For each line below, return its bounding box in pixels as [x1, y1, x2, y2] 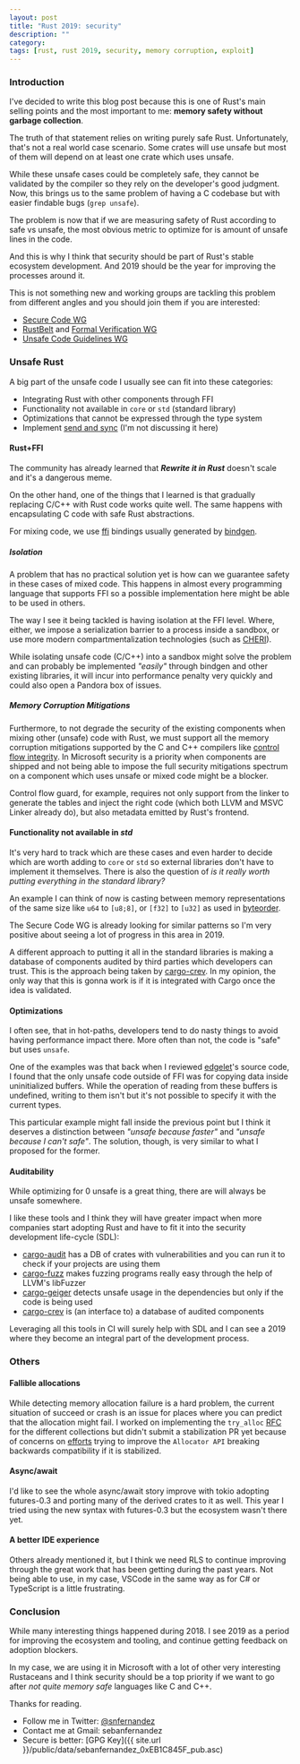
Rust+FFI [9, 442, 44, 453]
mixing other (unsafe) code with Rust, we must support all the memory [9, 732, 270, 743]
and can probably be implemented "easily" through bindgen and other [9, 660, 269, 672]
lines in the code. [9, 234, 73, 244]
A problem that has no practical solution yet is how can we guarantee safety [9, 569, 290, 579]
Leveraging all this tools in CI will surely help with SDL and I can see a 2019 [9, 1323, 287, 1334]
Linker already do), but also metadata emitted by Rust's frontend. [9, 807, 250, 818]
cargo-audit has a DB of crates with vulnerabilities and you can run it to [21, 1249, 286, 1260]
